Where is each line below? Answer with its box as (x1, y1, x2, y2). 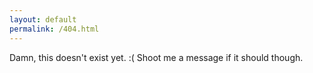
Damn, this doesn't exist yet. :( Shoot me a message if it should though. (9, 51, 304, 63)
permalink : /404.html (9, 24, 100, 34)
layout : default (9, 14, 77, 25)
